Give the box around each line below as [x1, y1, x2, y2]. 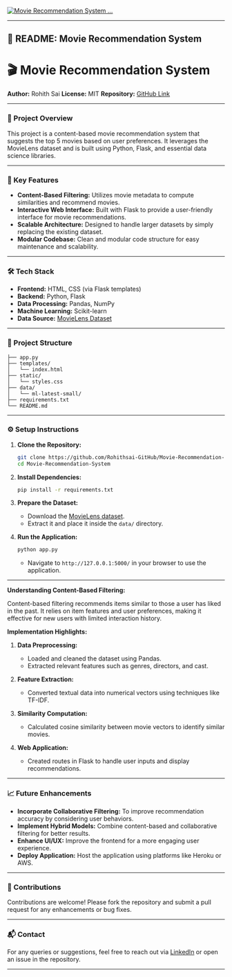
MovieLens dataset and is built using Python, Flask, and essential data [7, 144, 207, 152]
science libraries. [7, 151, 57, 159]
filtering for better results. [17, 829, 90, 837]
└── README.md [7, 402, 48, 409]
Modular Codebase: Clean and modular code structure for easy [17, 235, 200, 243]
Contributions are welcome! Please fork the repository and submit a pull [7, 897, 212, 906]
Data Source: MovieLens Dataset [17, 314, 113, 323]
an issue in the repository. [7, 956, 81, 964]
